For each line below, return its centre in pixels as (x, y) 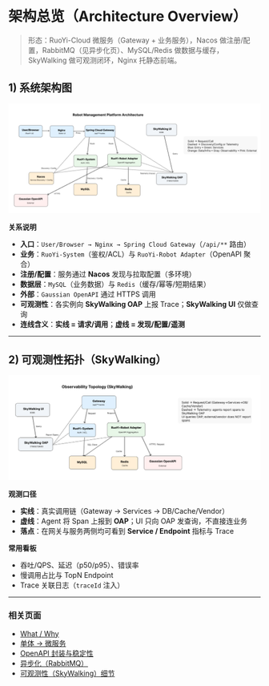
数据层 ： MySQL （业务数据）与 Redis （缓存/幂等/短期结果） (115, 284)
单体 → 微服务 (43, 643)
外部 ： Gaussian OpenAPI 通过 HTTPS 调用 (88, 294)
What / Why (39, 633)
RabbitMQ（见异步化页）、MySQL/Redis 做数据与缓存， (133, 50)
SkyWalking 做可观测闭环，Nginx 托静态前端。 (104, 60)
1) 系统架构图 (40, 88)
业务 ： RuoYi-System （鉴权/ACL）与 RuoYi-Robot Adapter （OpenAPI (131, 254)
